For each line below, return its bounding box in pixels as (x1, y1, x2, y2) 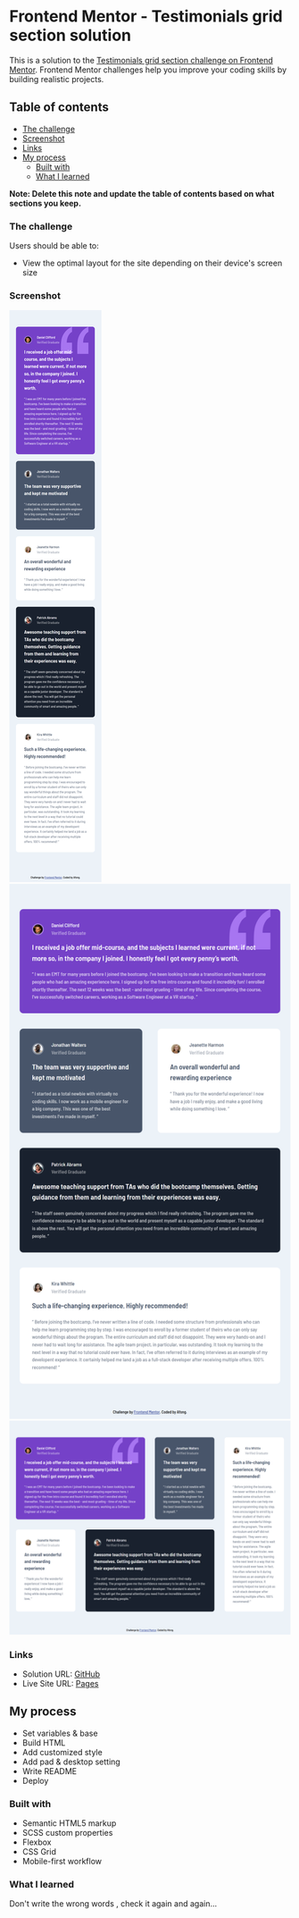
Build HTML (21, 1737, 66, 1748)
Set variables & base (21, 1728, 98, 1738)
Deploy (21, 1775, 49, 1786)
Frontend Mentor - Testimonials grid (9, 6, 283, 27)
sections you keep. (9, 198, 82, 208)
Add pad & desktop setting (21, 1756, 120, 1767)
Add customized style (21, 1746, 103, 1757)
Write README (21, 1765, 78, 1776)
